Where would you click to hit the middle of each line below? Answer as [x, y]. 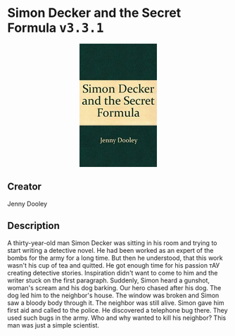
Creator [25, 187]
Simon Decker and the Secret [94, 13]
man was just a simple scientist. [53, 325]
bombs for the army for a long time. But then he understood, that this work [115, 258]
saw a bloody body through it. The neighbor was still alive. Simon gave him [116, 303]
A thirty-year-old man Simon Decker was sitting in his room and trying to [112, 243]
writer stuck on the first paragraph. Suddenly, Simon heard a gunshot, [108, 280]
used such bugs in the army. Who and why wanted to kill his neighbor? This [117, 318]
